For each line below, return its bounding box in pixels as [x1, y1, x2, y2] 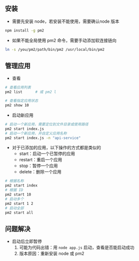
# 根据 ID [5, 188, 23, 193]
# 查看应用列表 [5, 85, 31, 90]
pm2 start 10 [5, 192, 31, 197]
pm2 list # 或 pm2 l [5, 90, 56, 94]
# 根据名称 [5, 179, 24, 184]
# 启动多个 [5, 197, 24, 201]
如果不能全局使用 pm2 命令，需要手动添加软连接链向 [12, 37, 117, 43]
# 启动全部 [5, 205, 24, 211]
